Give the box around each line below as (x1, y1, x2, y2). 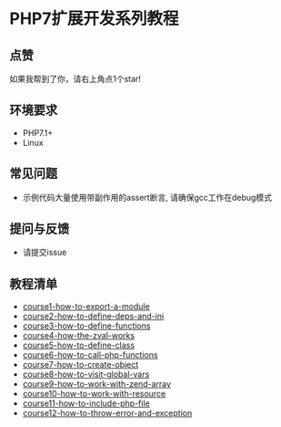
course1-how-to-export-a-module (22, 301, 150, 312)
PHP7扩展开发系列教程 (9, 8, 179, 29)
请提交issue (22, 247, 67, 258)
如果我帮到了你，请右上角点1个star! (9, 74, 141, 84)
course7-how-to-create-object (22, 359, 139, 370)
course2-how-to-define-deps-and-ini (22, 311, 165, 322)
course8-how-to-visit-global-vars (22, 369, 150, 380)
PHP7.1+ (22, 127, 54, 138)
